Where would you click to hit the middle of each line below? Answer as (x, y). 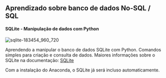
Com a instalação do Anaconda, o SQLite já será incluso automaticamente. (82, 70)
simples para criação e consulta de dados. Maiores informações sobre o (80, 55)
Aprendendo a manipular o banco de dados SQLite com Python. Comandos (83, 49)
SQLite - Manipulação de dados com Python (52, 28)
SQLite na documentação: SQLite (40, 60)
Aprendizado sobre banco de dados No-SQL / (78, 8)
